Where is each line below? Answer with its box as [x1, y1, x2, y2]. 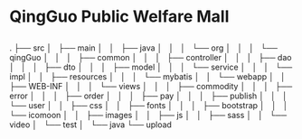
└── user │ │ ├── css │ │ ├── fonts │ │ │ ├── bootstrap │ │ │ [9, 99, 288, 110]
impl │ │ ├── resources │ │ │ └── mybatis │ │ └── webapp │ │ [9, 70, 287, 82]
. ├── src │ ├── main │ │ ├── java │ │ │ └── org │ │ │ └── [9, 42, 278, 53]
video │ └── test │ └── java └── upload [9, 119, 172, 130]
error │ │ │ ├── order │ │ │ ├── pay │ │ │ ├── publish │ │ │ [9, 90, 288, 101]
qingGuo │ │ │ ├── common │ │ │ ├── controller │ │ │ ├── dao [9, 51, 292, 62]
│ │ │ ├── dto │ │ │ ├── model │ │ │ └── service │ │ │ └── [9, 61, 293, 72]
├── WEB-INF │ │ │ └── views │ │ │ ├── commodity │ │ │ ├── [9, 80, 293, 91]
